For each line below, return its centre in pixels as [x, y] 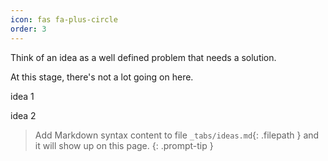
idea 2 [23, 115]
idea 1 [22, 96]
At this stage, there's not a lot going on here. [102, 77]
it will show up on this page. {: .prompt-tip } [124, 145]
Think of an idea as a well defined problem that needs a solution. [143, 57]
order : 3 [28, 29]
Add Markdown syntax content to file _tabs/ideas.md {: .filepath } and [177, 135]
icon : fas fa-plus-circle [64, 19]
